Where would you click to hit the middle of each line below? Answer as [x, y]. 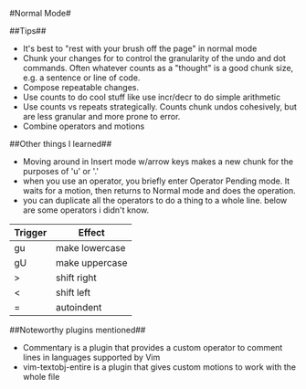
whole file [41, 377]
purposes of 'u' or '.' [60, 171]
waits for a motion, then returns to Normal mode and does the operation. [159, 190]
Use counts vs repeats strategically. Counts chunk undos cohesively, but [159, 107]
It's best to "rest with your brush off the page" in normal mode [140, 48]
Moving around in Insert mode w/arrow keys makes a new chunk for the [158, 162]
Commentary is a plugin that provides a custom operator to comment [153, 347]
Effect [91, 232]
